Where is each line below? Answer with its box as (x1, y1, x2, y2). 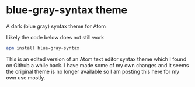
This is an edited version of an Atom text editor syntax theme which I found (6, 56, 187, 63)
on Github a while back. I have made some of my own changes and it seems (6, 61, 189, 68)
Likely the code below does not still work (6, 34, 105, 41)
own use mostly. (6, 74, 46, 81)
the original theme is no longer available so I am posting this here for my (6, 68, 180, 75)
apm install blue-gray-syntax (6, 45, 80, 51)
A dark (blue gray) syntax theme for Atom (6, 23, 106, 30)
